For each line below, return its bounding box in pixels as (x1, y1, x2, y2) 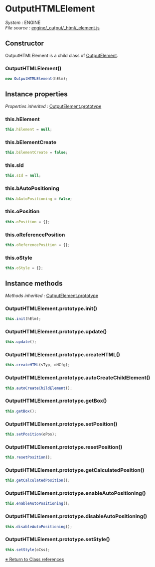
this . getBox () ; (5, 409, 37, 414)
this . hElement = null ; (5, 127, 52, 132)
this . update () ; (5, 339, 37, 344)
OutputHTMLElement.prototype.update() (5, 328, 107, 335)
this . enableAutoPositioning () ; (5, 501, 70, 506)
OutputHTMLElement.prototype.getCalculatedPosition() (5, 466, 145, 473)
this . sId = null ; (5, 173, 41, 178)
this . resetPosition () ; (5, 455, 52, 460)
